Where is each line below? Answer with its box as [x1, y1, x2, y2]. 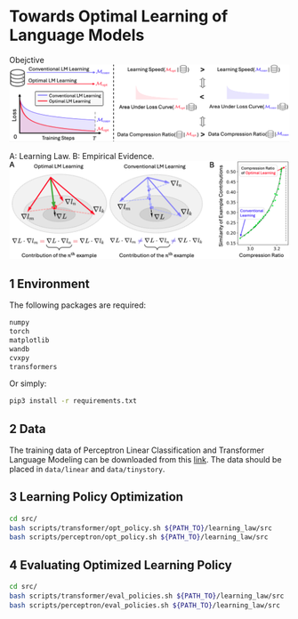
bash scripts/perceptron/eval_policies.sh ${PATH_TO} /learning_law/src [9, 600, 280, 610]
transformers [9, 363, 58, 372]
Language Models [9, 25, 145, 45]
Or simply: [9, 378, 47, 389]
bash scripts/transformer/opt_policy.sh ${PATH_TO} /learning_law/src [9, 523, 273, 533]
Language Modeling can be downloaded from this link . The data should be [9, 454, 282, 464]
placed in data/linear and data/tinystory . [9, 463, 165, 474]
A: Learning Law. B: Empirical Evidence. [9, 151, 155, 162]
